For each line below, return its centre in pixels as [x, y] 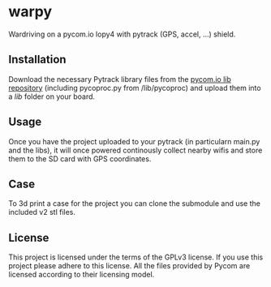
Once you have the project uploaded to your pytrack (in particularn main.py [134, 141]
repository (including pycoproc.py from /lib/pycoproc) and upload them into [135, 88]
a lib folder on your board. [52, 96]
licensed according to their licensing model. [82, 275]
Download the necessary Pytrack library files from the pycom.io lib [120, 79]
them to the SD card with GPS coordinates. [80, 158]
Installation [37, 60]
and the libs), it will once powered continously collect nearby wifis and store [135, 150]
